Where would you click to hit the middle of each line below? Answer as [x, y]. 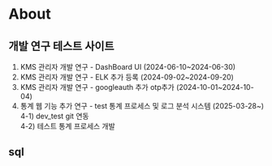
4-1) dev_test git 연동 [54, 116]
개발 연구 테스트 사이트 [62, 46]
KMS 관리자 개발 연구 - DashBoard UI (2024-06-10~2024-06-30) [128, 67]
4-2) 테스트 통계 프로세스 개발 [67, 126]
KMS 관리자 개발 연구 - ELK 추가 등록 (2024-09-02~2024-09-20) [127, 77]
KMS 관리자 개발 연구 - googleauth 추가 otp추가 [97, 87]
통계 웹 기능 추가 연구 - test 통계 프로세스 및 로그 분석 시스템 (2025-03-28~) [142, 106]
